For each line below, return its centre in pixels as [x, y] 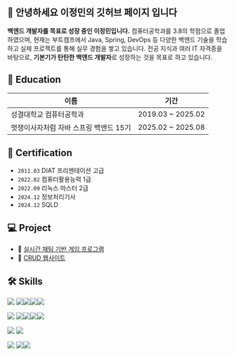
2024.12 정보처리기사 [46, 197]
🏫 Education [34, 80]
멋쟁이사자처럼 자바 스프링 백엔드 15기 [71, 127]
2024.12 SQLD [38, 205]
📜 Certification [40, 153]
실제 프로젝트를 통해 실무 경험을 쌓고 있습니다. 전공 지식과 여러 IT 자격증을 [121, 48]
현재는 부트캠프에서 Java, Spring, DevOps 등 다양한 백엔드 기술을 [124, 39]
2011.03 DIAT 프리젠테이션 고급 [61, 171]
